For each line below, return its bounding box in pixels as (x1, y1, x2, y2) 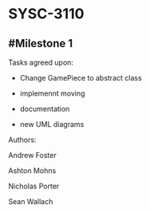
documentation (19, 105, 70, 113)
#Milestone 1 (8, 37, 73, 50)
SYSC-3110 (8, 5, 85, 23)
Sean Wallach (8, 197, 53, 206)
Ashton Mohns (8, 166, 57, 176)
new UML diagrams (19, 120, 85, 128)
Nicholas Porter (8, 181, 60, 191)
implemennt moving (19, 89, 85, 98)
